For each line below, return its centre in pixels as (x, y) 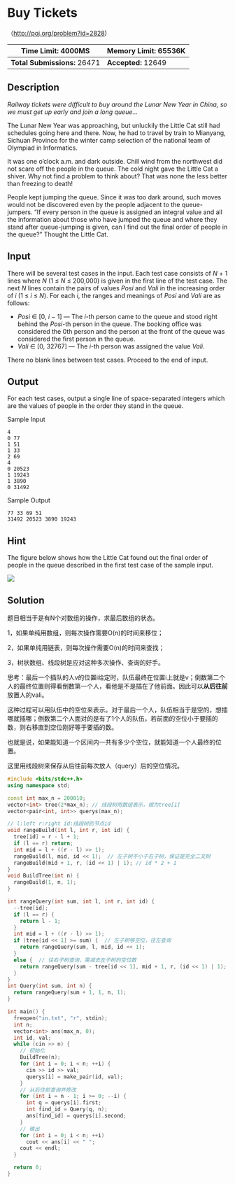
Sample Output (29, 500)
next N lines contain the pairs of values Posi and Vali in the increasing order (116, 288)
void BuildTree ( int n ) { (43, 876)
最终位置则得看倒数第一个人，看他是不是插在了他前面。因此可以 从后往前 (123, 686)
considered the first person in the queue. (76, 339)
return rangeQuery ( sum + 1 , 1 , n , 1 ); (70, 993)
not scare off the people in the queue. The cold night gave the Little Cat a (113, 169)
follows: (19, 303)
